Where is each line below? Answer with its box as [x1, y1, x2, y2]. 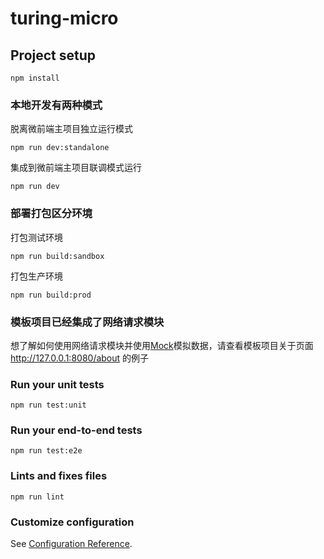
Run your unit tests [10, 377, 105, 391]
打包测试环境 [10, 231, 63, 243]
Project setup [10, 47, 97, 64]
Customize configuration [10, 515, 135, 529]
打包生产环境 [10, 270, 63, 282]
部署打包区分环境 [10, 207, 93, 221]
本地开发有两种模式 [10, 98, 103, 112]
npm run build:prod [10, 290, 92, 300]
